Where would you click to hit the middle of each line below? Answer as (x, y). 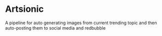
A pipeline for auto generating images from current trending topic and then (81, 23)
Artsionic (24, 9)
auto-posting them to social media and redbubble (56, 28)
